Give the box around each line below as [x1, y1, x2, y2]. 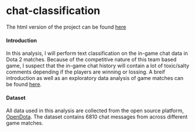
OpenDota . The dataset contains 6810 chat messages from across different [6, 113, 188, 120]
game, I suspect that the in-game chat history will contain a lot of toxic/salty [6, 62, 189, 70]
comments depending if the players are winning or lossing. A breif [6, 68, 165, 75]
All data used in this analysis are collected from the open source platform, [6, 107, 184, 114]
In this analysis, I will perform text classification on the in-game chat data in [6, 50, 189, 57]
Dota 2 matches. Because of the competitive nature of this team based [6, 56, 177, 63]
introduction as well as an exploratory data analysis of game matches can [6, 75, 183, 82]
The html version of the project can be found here [6, 23, 126, 30]
